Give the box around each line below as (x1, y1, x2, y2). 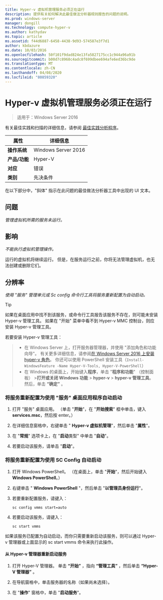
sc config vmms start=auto (12, 505, 67, 510)
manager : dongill (5, 20, 40, 26)
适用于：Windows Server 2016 (16, 114, 79, 120)
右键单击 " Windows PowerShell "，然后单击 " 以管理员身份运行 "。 (12, 485, 146, 491)
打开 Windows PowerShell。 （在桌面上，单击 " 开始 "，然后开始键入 (12, 468, 147, 474)
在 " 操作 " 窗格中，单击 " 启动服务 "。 (12, 589, 83, 595)
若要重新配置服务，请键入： (12, 495, 68, 501)
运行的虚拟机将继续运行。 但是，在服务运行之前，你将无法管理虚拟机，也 (5, 257, 151, 262)
